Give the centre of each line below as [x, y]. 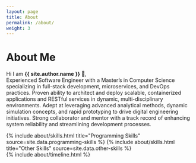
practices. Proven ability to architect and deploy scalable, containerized [94, 93]
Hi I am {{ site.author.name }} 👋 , [46, 74]
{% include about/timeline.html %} [48, 155]
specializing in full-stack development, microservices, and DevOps [88, 87]
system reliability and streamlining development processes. [79, 124]
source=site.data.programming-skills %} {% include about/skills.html [91, 142]
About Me [31, 57]
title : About [22, 17]
